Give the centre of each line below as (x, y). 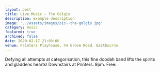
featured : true (20, 32)
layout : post (18, 9)
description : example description (40, 18)
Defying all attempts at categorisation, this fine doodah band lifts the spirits (80, 59)
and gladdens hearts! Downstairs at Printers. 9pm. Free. (61, 64)
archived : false (21, 37)
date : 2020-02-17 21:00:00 (32, 41)
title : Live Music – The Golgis (38, 14)
